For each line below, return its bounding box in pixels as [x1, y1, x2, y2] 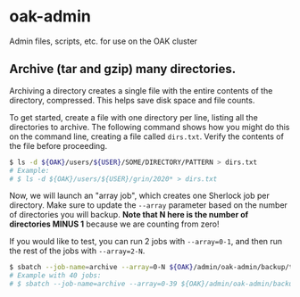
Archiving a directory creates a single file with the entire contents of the [9, 85, 273, 95]
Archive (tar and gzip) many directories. [9, 62, 237, 77]
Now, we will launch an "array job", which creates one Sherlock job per [9, 190, 270, 202]
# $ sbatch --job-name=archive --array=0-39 [9, 279, 178, 289]
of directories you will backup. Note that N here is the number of [9, 210, 249, 220]
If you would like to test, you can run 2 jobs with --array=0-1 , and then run [9, 236, 283, 247]
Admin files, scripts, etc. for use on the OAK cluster [9, 36, 198, 46]
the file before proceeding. [9, 140, 108, 151]
